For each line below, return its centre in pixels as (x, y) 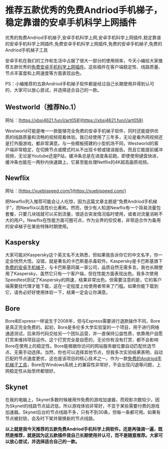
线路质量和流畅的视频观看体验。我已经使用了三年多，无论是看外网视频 (86, 137)
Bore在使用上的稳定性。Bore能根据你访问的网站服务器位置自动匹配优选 (78, 346)
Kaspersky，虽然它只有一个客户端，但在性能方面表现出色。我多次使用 (86, 274)
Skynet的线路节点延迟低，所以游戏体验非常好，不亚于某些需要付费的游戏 (84, 406)
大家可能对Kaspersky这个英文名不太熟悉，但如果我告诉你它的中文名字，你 (82, 255)
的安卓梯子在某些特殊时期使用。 (38, 226)
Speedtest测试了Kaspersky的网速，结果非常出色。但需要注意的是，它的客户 (83, 280)
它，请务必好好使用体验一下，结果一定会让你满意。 (58, 292)
